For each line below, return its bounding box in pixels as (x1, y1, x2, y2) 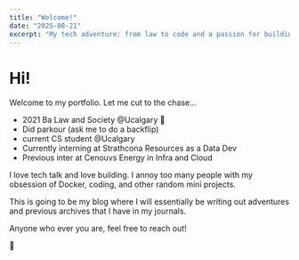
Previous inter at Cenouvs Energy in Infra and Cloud (21, 152, 213, 163)
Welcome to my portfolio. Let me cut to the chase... (9, 97, 198, 108)
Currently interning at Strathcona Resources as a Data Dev (21, 143, 238, 154)
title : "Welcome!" (9, 12, 77, 22)
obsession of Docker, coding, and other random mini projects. (9, 179, 236, 190)
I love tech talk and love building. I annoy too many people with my (9, 170, 254, 181)
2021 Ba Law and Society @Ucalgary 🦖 (21, 115, 166, 126)
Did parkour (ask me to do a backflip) (21, 124, 159, 134)
